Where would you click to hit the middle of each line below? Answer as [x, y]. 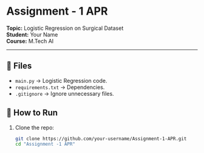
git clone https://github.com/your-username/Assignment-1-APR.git [101, 138]
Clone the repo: [35, 127]
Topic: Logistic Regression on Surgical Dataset [65, 28]
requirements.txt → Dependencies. [60, 87]
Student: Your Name [32, 34]
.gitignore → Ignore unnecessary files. [64, 93]
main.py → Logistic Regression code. [61, 80]
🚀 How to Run [32, 113]
